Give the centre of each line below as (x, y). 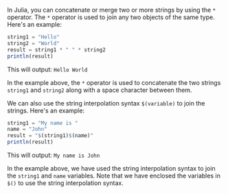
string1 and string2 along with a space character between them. (100, 90)
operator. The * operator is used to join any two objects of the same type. (111, 17)
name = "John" (27, 130)
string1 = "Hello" (33, 37)
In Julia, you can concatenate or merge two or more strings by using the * (112, 10)
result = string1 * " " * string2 (57, 50)
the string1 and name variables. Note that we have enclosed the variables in (114, 175)
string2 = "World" (33, 43)
